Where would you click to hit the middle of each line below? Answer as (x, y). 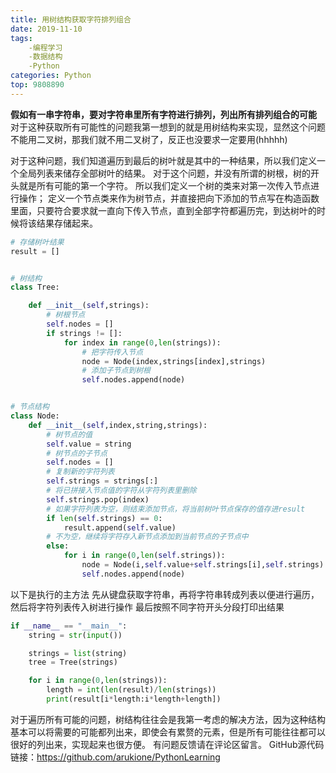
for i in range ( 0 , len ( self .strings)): (144, 556)
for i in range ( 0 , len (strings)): (98, 681)
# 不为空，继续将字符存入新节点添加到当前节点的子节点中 (147, 537)
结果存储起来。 (67, 223)
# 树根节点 (66, 315)
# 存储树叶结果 (37, 242)
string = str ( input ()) (75, 635)
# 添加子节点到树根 (116, 371)
